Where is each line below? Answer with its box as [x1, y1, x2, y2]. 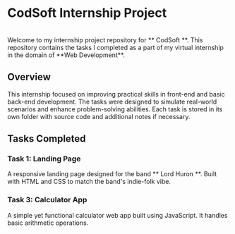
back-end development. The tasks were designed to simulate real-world [7, 97, 217, 106]
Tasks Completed [7, 133, 86, 145]
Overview [7, 71, 52, 83]
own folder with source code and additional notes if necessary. [7, 112, 191, 121]
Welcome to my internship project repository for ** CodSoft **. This [7, 35, 203, 44]
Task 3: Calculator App [7, 195, 88, 205]
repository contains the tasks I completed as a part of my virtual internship [7, 43, 224, 51]
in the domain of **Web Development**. [7, 51, 126, 59]
